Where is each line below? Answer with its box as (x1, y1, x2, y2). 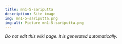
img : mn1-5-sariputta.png (5, 16, 58, 21)
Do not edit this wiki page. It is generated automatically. (5, 33, 118, 39)
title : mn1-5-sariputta (5, 7, 54, 12)
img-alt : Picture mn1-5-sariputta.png (5, 20, 84, 25)
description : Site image (5, 11, 56, 16)
